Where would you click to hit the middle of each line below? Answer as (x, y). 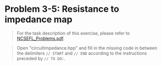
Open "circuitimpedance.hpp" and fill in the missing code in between (87, 48)
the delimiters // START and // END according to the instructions (82, 53)
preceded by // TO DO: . (41, 58)
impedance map (39, 19)
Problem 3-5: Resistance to (62, 9)
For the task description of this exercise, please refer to (73, 33)
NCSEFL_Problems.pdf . (41, 38)
